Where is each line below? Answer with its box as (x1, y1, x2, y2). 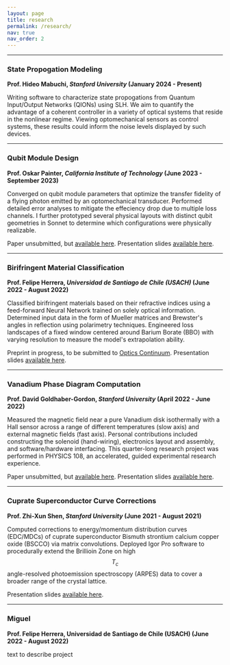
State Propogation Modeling (7, 64, 103, 74)
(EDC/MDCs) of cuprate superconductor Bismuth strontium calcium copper (7, 532, 219, 540)
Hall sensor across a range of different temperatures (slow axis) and (7, 423, 200, 431)
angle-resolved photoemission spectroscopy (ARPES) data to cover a (7, 570, 203, 578)
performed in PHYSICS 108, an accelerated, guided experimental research (7, 452, 217, 460)
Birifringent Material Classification (7, 263, 125, 272)
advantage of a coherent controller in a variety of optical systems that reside (7, 108, 223, 117)
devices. (7, 130, 31, 138)
